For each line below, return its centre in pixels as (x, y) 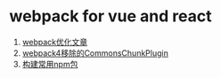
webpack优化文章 (54, 42)
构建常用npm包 (50, 64)
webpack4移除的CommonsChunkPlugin (95, 53)
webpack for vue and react (110, 16)
